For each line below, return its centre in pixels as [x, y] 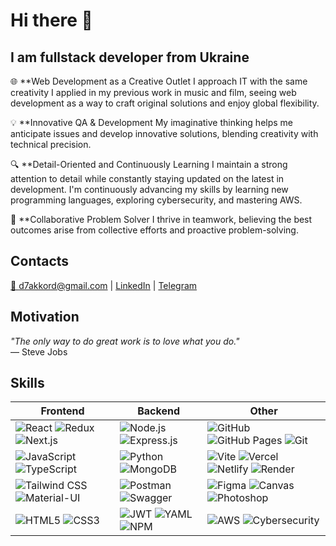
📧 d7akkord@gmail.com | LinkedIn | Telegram [104, 285]
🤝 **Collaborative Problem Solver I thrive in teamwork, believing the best [161, 219]
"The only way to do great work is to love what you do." [125, 341]
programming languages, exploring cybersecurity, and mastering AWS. [156, 200]
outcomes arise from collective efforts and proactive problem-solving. [154, 230]
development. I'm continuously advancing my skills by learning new [149, 189]
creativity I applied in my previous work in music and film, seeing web [153, 92]
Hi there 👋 [51, 20]
